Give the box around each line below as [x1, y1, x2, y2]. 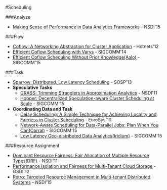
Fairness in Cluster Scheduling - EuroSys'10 [20, 117, 112, 123]
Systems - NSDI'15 [12, 179, 52, 185]
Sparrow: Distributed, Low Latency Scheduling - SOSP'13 [12, 79, 132, 85]
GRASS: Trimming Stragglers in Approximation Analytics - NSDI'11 [20, 90, 157, 96]
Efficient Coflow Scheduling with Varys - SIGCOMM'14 [12, 49, 127, 55]
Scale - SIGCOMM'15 [20, 101, 65, 107]
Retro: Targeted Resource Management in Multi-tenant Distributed [12, 174, 151, 180]
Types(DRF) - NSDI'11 [12, 158, 58, 164]
